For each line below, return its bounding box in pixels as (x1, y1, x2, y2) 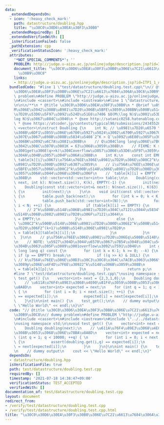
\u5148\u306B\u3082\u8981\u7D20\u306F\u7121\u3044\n (14, 212, 123, 217)
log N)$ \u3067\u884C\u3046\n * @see (14, 116, 89, 121)
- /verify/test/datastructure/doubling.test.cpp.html (5, 407, 117, 413)
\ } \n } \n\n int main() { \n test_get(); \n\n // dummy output (14, 298, 156, 304)
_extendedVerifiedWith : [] (9, 35, 64, 40)
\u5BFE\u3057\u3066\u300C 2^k (14, 166, 73, 171)
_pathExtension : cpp (9, 44, 51, 48)
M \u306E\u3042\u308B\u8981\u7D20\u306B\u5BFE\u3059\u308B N (14, 107, 137, 113)
